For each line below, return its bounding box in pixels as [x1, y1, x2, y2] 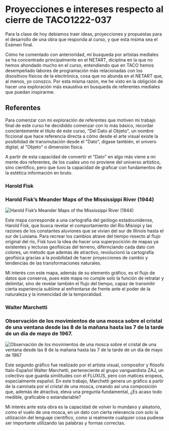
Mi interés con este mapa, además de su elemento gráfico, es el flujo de [5, 270, 155, 276]
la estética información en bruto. [5, 170, 73, 176]
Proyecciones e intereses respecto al [5, 4, 164, 15]
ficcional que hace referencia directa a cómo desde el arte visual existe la [5, 133, 158, 139]
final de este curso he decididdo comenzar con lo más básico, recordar [5, 122, 154, 128]
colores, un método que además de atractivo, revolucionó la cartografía [5, 249, 154, 255]
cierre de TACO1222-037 [5, 14, 112, 26]
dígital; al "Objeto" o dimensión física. [5, 144, 84, 150]
